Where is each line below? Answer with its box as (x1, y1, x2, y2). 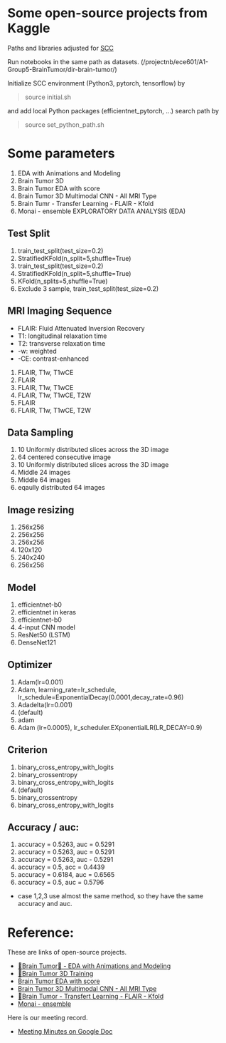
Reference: (7, 925, 75, 940)
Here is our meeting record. (7, 1014, 88, 1022)
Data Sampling (7, 426, 74, 438)
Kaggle (7, 20, 51, 36)
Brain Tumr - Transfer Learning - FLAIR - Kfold (17, 199, 154, 207)
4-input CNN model (17, 622, 76, 632)
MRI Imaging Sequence (7, 305, 112, 317)
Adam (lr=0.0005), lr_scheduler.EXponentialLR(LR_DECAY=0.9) (17, 723, 203, 731)
